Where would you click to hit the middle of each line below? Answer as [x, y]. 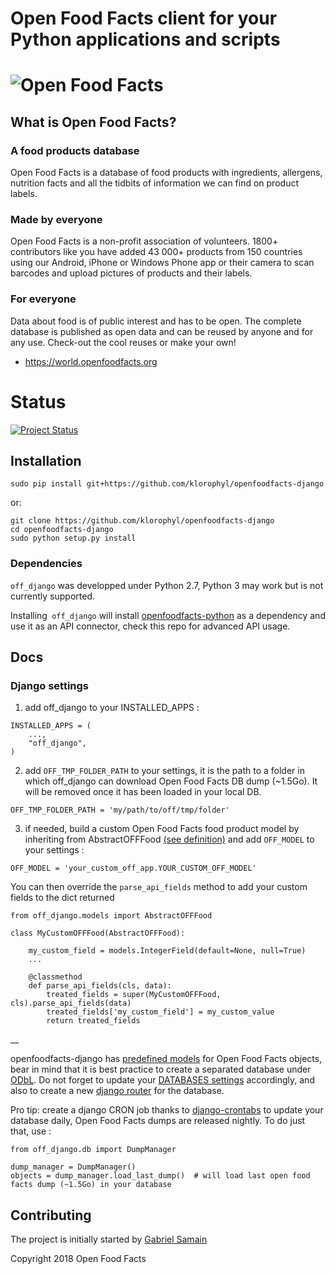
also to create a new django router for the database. [117, 1091]
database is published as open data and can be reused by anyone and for [162, 331]
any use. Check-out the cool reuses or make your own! [123, 342]
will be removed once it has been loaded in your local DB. [143, 792]
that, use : [31, 1131]
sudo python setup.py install [73, 538]
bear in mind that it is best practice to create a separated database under [161, 1069]
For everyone [43, 299]
